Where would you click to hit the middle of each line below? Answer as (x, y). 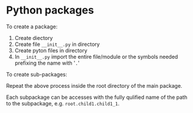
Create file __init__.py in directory (57, 44)
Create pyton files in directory (51, 50)
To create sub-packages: (37, 74)
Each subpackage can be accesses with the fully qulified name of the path (97, 97)
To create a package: (32, 26)
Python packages (50, 10)
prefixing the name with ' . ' (47, 63)
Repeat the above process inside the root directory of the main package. (94, 85)
